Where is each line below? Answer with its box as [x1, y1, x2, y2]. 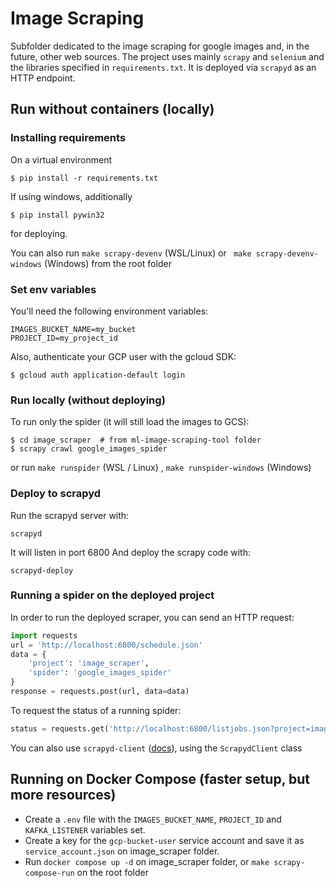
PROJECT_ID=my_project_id [10, 333, 118, 343]
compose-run [24, 868, 75, 878]
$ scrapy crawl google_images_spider [10, 444, 168, 454]
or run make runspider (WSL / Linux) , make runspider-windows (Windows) [10, 462, 312, 474]
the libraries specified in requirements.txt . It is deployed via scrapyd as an [10, 61, 317, 73]
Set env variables [10, 282, 97, 296]
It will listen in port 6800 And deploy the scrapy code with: [10, 546, 252, 558]
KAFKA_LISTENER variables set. [24, 823, 146, 836]
